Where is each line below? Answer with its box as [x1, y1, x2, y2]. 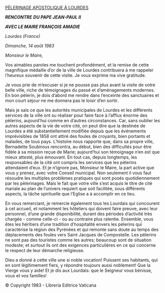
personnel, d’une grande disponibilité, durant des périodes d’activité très [5, 211, 153, 217]
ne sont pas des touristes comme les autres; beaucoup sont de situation [5, 237, 152, 243]
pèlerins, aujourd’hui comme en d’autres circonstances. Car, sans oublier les [5, 118, 160, 123]
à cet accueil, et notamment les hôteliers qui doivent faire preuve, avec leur [5, 206, 158, 211]
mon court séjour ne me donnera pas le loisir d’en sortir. [5, 98, 119, 103]
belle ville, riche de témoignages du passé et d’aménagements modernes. [5, 87, 155, 93]
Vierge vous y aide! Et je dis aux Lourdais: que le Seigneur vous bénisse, [5, 267, 152, 273]
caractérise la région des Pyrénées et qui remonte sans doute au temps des [5, 227, 159, 232]
